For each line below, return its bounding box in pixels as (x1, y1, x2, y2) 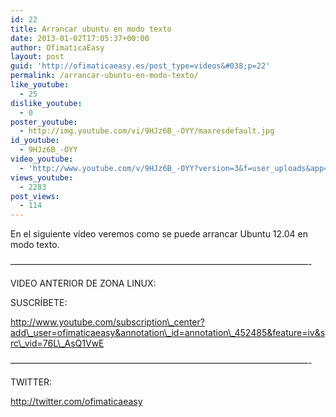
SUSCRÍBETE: (10, 297, 68, 309)
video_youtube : (10, 154, 74, 164)
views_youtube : (10, 172, 74, 183)
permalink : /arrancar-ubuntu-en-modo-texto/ (10, 71, 199, 81)
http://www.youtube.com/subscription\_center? (10, 316, 205, 328)
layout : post (10, 52, 65, 62)
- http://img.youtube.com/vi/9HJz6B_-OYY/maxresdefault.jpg (19, 126, 275, 136)
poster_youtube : (10, 117, 78, 127)
